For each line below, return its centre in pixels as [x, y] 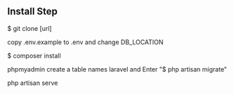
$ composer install [34, 55]
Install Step [33, 12]
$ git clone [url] [30, 28]
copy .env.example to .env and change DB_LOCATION [85, 42]
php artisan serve [33, 83]
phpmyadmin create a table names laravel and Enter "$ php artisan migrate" [117, 69]
